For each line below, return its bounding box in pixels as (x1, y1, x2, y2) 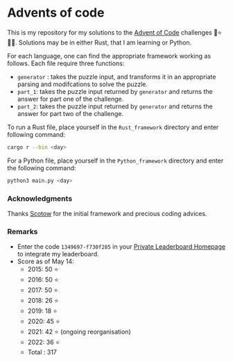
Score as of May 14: (17, 257, 74, 265)
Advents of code (7, 5, 105, 21)
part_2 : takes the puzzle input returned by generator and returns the (17, 102, 213, 110)
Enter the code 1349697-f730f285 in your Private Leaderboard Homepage (17, 242, 226, 251)
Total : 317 (27, 348, 58, 356)
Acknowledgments (7, 193, 73, 203)
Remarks (7, 227, 38, 236)
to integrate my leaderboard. (17, 250, 99, 258)
